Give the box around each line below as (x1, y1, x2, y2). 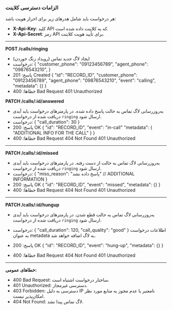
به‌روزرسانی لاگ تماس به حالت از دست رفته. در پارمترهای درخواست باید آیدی (12, 160, 160, 166)
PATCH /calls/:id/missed (5, 150, 59, 156)
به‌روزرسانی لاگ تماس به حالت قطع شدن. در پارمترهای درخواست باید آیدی (12, 212, 155, 218)
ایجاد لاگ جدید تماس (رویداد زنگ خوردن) (12, 56, 90, 62)
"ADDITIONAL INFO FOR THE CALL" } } (12, 130, 95, 136)
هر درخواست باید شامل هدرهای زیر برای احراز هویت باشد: (5, 16, 116, 22)
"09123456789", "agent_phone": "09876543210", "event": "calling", (12, 77, 156, 83)
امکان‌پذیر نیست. (12, 293, 45, 299)
